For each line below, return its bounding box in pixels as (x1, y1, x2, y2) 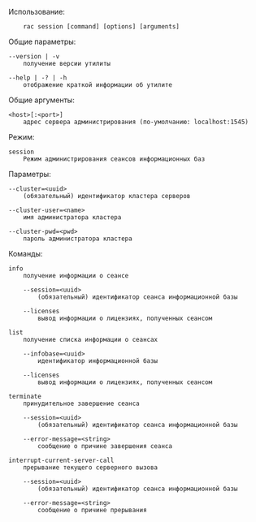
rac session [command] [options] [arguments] (23, 23, 180, 31)
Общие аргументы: (8, 95, 75, 105)
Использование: (8, 7, 65, 16)
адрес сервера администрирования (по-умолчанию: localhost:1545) (23, 118, 249, 126)
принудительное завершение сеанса (23, 399, 140, 408)
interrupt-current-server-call (8, 456, 115, 464)
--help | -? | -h (8, 74, 67, 82)
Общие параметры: (8, 37, 76, 46)
